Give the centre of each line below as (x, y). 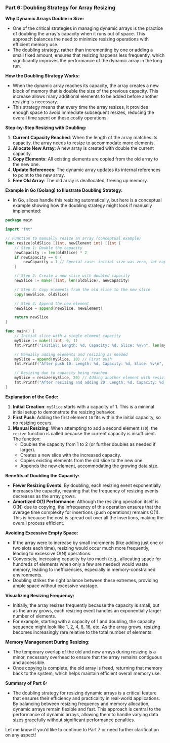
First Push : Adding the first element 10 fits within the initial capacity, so (87, 417)
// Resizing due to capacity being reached (61, 373)
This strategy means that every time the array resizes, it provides (80, 107)
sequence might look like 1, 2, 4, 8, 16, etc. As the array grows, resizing (86, 627)
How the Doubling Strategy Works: (42, 76)
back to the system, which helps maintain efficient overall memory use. (87, 673)
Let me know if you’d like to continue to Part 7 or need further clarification (82, 729)
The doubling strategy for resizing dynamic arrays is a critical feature (84, 693)
